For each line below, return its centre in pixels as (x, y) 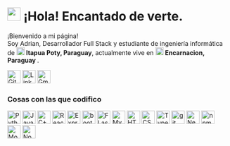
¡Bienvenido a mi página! (43, 36)
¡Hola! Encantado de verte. (103, 17)
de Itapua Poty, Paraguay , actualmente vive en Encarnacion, (106, 52)
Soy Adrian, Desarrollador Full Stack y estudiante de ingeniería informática (115, 43)
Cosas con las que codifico (55, 99)
